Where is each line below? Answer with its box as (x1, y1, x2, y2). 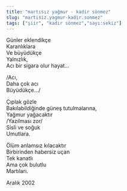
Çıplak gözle (6, 98, 37, 105)
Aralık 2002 (6, 179, 35, 187)
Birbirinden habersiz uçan (6, 148, 70, 155)
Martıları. (6, 168, 29, 175)
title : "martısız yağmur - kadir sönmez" (6, 8, 111, 15)
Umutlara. (6, 130, 31, 137)
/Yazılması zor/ (6, 117, 43, 125)
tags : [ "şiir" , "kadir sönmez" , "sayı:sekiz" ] (6, 20, 122, 26)
